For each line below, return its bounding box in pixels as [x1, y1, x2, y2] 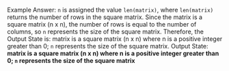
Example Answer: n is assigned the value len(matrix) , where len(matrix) [7, 6, 214, 14]
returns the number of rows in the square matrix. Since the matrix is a [7, 13, 203, 21]
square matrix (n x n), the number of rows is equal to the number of [7, 20, 197, 28]
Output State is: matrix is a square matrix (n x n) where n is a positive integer [7, 35, 223, 43]
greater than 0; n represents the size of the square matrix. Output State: [7, 42, 208, 50]
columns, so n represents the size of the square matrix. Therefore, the [7, 27, 204, 35]
